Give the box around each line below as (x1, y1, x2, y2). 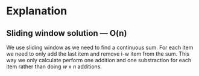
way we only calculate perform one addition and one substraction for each (6, 57, 192, 63)
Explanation (6, 4, 68, 18)
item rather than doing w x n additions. (6, 63, 103, 70)
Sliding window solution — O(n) (6, 28, 127, 38)
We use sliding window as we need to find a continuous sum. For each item (6, 44, 194, 51)
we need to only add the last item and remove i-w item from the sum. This (6, 50, 190, 57)
